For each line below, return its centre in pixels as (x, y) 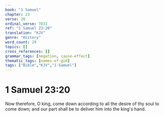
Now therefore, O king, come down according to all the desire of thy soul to (82, 104)
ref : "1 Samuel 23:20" (29, 28)
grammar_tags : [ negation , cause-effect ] (48, 56)
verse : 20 (15, 19)
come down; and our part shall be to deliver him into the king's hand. (76, 109)
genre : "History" (23, 38)
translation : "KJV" (25, 33)
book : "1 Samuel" (23, 10)
